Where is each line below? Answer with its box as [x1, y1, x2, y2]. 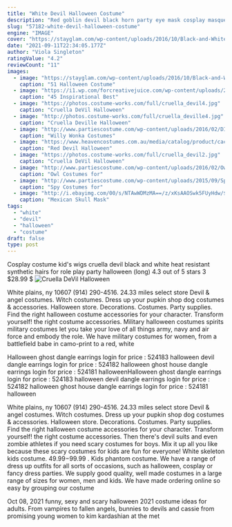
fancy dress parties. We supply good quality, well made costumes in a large [7, 469, 222, 477]
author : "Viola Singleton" [7, 49, 85, 56]
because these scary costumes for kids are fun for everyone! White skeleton [7, 447, 225, 456]
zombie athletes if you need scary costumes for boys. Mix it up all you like [7, 440, 218, 448]
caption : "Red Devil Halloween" [19, 145, 113, 152]
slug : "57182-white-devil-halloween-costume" [7, 23, 140, 30]
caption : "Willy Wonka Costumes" [19, 132, 116, 139]
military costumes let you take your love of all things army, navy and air [7, 325, 209, 334]
